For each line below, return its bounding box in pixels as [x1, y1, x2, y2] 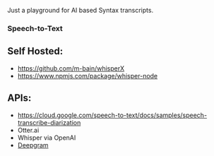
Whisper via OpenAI [17, 133, 76, 142]
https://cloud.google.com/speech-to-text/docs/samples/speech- [17, 111, 207, 119]
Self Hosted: [7, 45, 64, 57]
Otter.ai [17, 126, 40, 134]
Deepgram [17, 140, 49, 149]
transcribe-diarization [17, 118, 81, 126]
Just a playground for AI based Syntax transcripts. [7, 6, 154, 14]
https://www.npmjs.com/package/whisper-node [17, 71, 158, 80]
